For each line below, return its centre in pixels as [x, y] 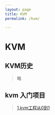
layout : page [18, 9]
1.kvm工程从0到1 [33, 108]
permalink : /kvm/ [22, 18]
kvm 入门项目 [25, 95]
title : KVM [16, 14]
